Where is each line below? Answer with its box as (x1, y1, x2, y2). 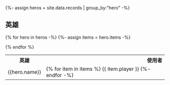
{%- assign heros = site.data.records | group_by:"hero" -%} (5, 5, 130, 11)
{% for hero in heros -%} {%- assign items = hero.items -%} (5, 34, 131, 40)
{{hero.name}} (8, 68, 41, 75)
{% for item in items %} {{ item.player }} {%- (46, 65, 151, 72)
